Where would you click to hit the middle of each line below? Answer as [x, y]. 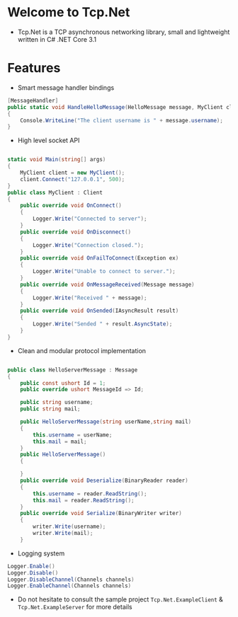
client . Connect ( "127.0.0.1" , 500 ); [73, 179]
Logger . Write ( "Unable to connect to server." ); [104, 272]
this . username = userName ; [73, 435]
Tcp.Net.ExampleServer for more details [75, 607]
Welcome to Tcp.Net [69, 12]
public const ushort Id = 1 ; [63, 383]
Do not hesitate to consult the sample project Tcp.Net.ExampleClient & [120, 599]
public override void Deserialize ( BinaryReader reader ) [104, 480]
